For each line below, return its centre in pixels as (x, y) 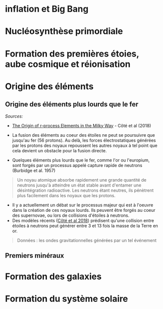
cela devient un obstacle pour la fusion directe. (59, 150)
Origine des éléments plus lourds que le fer (72, 104)
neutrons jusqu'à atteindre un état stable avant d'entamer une (79, 185)
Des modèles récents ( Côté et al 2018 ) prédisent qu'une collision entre (83, 220)
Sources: (14, 116)
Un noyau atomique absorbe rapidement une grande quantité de (81, 180)
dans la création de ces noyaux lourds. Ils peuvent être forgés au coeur (84, 210)
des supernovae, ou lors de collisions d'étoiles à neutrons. (71, 215)
